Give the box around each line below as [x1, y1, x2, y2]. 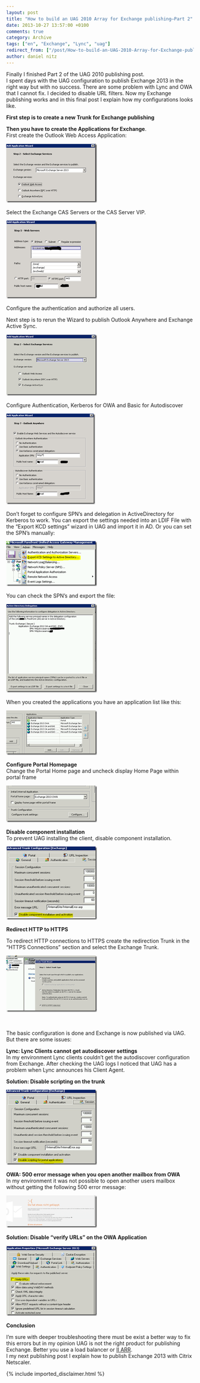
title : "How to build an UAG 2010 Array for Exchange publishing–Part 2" [6, 15, 193, 22]
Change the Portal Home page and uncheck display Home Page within [6, 767, 179, 774]
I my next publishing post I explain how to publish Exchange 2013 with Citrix [6, 1352, 192, 1359]
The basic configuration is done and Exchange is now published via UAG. [6, 1030, 186, 1037]
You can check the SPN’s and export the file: [6, 592, 115, 599]
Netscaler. [6, 1359, 32, 1366]
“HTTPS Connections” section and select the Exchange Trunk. [6, 943, 159, 950]
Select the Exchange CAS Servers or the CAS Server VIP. [6, 208, 146, 215]
